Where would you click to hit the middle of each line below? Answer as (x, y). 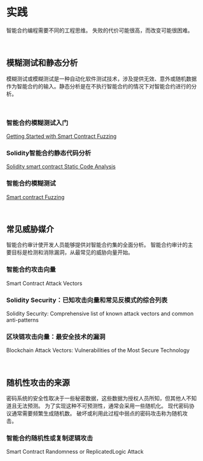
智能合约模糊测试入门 (37, 123)
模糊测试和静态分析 (42, 63)
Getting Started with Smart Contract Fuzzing (61, 136)
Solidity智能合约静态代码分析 (49, 153)
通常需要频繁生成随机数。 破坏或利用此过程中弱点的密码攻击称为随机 (97, 414)
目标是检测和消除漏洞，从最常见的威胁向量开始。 (72, 252)
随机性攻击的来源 (38, 383)
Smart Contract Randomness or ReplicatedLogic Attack (75, 452)
